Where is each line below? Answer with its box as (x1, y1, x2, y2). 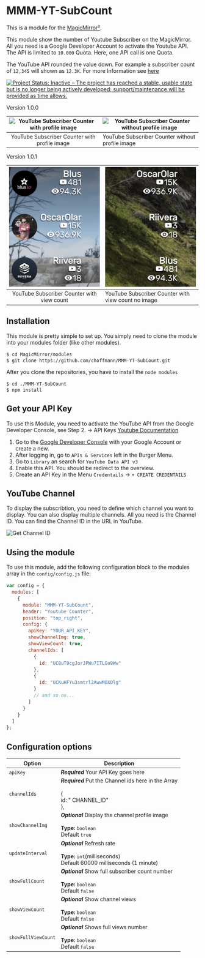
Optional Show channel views (60, 896, 136, 903)
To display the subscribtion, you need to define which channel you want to (6, 504, 194, 512)
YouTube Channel (6, 488, 75, 499)
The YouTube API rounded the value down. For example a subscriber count (6, 61, 195, 68)
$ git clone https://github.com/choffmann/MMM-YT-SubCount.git (6, 357, 171, 364)
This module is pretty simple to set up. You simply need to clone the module (6, 332, 197, 340)
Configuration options (6, 741, 93, 752)
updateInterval (9, 850, 48, 857)
